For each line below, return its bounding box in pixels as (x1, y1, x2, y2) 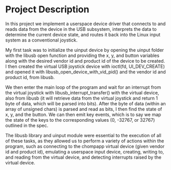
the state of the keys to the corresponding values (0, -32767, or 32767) (5, 117, 155, 123)
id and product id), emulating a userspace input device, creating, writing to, (5, 148, 164, 155)
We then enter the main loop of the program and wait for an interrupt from (5, 84, 161, 90)
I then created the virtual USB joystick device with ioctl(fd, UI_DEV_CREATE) (5, 63, 165, 69)
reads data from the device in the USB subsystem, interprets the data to (5, 26, 157, 32)
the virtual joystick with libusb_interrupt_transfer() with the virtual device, (5, 89, 160, 96)
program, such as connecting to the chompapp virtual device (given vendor (5, 143, 165, 149)
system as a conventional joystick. (5, 37, 78, 43)
